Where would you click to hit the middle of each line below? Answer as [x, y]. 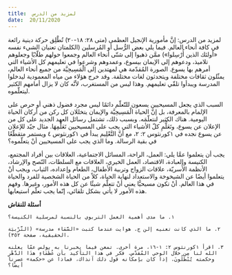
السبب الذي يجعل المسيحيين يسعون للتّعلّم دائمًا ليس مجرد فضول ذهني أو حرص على [115, 104]
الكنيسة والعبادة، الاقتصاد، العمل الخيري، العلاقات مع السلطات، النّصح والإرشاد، [107, 161]
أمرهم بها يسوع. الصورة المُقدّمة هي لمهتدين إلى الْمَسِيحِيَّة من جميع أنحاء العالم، [109, 69]
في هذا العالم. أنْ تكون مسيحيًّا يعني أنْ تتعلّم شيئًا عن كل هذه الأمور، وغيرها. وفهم [111, 183]
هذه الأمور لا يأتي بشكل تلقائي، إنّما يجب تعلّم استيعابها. [77, 191]
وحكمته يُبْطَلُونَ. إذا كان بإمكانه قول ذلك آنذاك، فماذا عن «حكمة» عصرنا [111, 259]
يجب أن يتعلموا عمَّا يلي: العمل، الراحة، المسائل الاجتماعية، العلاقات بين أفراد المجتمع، [116, 154]
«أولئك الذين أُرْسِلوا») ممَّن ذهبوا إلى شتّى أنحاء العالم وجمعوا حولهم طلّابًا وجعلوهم [113, 54]
